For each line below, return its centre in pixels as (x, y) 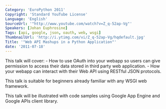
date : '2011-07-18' (25, 47)
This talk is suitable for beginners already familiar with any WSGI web (76, 81)
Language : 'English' (27, 19)
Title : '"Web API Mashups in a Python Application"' (61, 42)
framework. (17, 86)
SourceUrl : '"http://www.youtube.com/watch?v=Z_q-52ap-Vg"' (69, 24)
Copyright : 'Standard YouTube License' (46, 14)
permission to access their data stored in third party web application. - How (83, 66)
